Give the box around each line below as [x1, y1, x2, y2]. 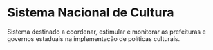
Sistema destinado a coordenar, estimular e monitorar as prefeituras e [7, 27, 206, 36]
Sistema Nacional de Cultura [7, 5, 174, 21]
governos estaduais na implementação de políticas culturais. [7, 34, 180, 42]
